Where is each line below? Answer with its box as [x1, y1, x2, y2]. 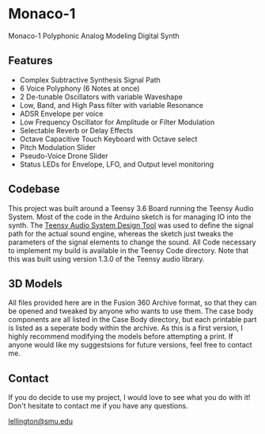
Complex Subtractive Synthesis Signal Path [19, 75, 161, 84]
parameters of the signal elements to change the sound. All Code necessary [8, 237, 256, 247]
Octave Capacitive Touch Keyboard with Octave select [19, 134, 198, 144]
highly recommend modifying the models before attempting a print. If [8, 332, 233, 341]
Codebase [8, 182, 61, 196]
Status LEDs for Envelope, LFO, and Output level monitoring [19, 159, 214, 169]
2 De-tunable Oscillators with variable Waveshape [19, 92, 184, 102]
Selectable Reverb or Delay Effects [19, 125, 134, 135]
